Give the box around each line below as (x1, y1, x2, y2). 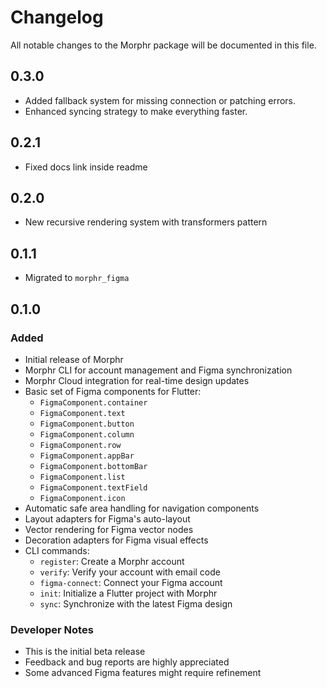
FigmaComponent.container (39, 397, 148, 408)
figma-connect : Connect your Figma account (39, 576, 223, 588)
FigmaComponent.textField (39, 482, 148, 493)
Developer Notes (10, 622, 94, 636)
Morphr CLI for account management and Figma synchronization (24, 364, 293, 376)
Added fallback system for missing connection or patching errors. (24, 94, 297, 106)
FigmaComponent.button (39, 419, 135, 429)
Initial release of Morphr (24, 353, 124, 365)
